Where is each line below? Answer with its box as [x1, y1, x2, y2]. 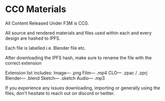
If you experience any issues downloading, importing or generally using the [5, 84, 160, 91]
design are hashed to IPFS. [5, 35, 61, 41]
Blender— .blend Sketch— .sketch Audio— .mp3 [5, 75, 105, 81]
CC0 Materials [5, 4, 66, 15]
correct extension [5, 60, 41, 66]
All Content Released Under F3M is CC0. [5, 20, 89, 26]
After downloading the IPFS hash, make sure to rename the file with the [5, 54, 152, 61]
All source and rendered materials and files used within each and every [5, 30, 152, 36]
